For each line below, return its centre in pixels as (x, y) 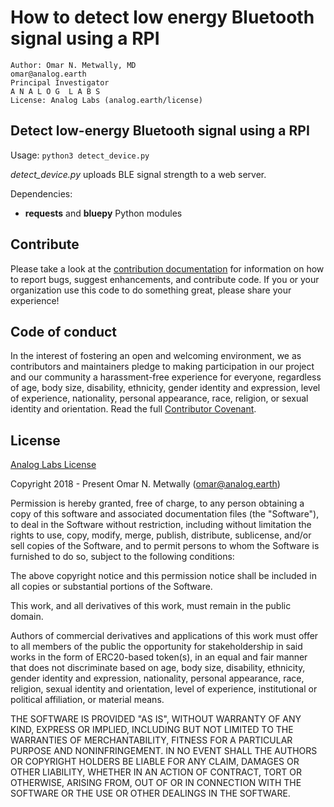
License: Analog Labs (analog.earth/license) (106, 100)
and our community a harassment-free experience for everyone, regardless (166, 377)
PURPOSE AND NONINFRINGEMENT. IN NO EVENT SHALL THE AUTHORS (164, 751)
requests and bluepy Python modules (103, 213)
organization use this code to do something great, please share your (151, 290)
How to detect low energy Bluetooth (162, 17)
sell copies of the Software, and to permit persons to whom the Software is (165, 546)
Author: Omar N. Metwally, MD (73, 65)
